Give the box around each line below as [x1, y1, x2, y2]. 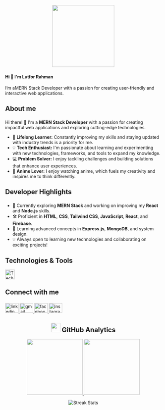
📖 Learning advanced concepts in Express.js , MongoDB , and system [12, 226, 154, 232]
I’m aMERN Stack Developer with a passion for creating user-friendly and [5, 85, 155, 91]
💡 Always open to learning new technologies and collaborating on [12, 236, 147, 242]
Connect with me [5, 288, 59, 297]
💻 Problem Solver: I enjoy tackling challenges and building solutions [12, 155, 154, 161]
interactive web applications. [5, 90, 64, 96]
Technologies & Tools [5, 256, 73, 264]
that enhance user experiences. [12, 163, 78, 169]
